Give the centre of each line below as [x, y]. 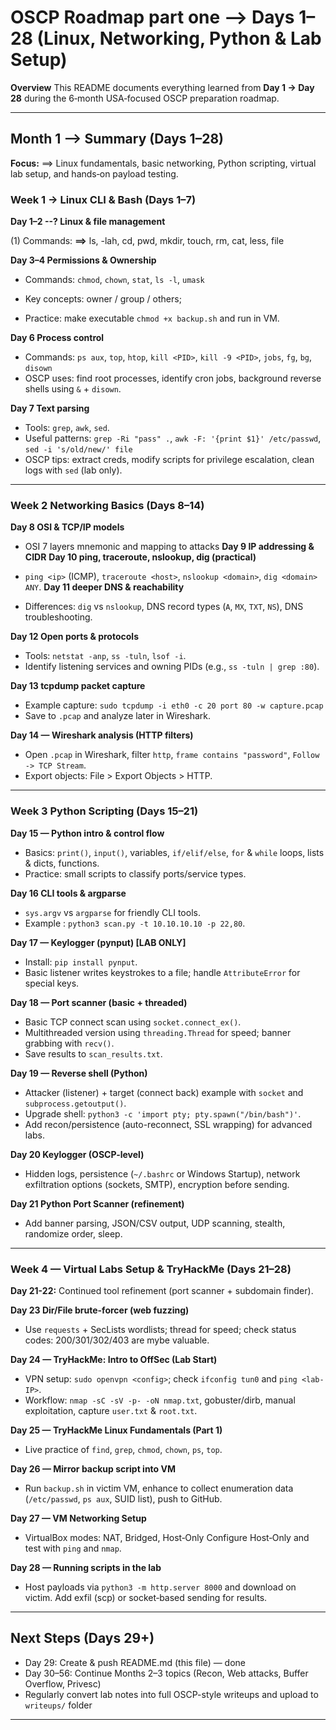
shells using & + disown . [73, 389]
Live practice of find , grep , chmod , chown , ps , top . [123, 1449]
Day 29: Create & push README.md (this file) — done [135, 1662]
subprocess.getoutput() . [75, 1103]
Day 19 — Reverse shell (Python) [79, 1073]
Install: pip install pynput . [81, 962]
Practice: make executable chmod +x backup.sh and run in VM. [152, 318]
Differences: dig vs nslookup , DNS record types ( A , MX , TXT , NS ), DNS [164, 607]
